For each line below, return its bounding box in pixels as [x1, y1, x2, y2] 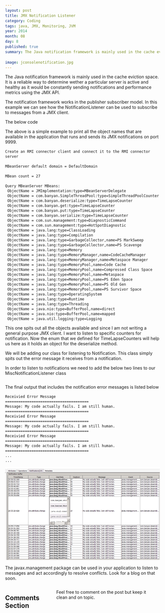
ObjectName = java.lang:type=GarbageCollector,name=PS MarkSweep [7, 238, 144, 243]
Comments [5, 594, 40, 602]
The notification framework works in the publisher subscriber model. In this [5, 99, 158, 105]
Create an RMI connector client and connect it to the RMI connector [5, 149, 151, 154]
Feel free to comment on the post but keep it [56, 589, 146, 595]
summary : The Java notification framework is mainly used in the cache [5, 49, 155, 54]
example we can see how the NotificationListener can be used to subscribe [5, 104, 158, 110]
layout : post [5, 8, 32, 13]
